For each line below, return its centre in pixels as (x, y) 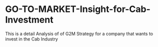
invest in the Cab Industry (32, 39)
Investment (29, 20)
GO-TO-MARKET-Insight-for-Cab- (78, 9)
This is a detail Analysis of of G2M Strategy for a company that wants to (79, 33)
